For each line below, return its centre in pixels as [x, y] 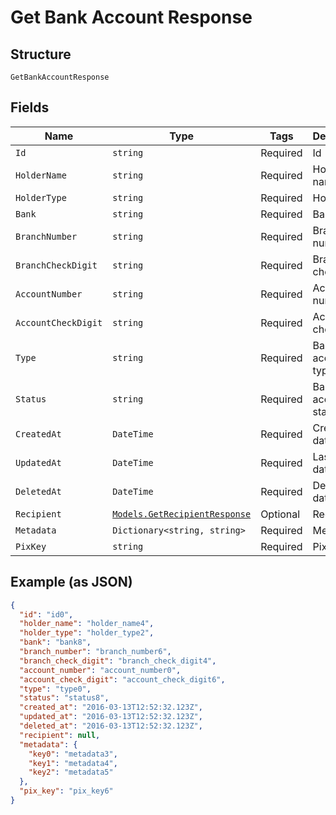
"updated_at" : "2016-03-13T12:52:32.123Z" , [111, 717]
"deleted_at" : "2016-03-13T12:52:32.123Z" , [111, 726]
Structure [41, 54]
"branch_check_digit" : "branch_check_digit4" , [118, 661]
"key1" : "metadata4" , [73, 763]
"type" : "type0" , [55, 689]
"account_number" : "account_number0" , [100, 670]
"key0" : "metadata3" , [73, 754]
